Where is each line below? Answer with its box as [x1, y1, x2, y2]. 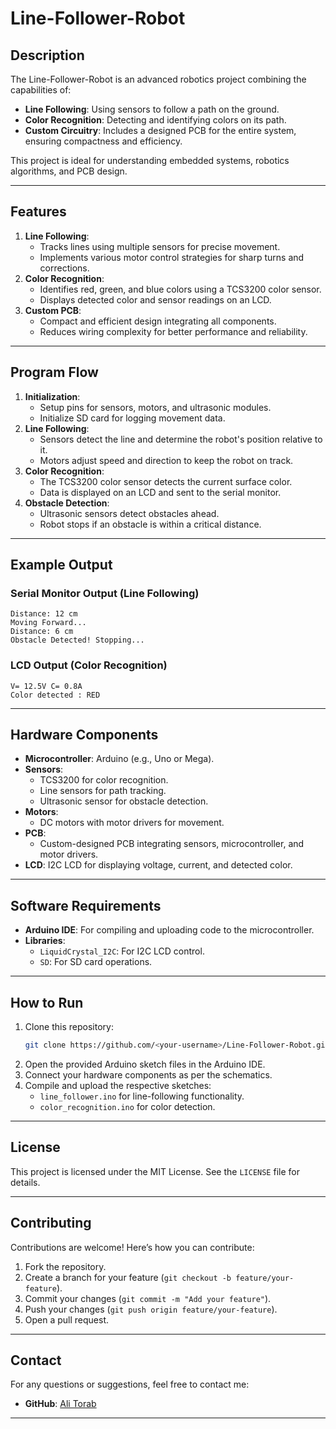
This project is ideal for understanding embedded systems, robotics [10, 155, 290, 166]
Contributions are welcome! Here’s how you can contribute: [10, 1241, 255, 1253]
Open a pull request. [24, 1313, 110, 1326]
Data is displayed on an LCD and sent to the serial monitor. [39, 486, 282, 498]
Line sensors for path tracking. [39, 785, 167, 797]
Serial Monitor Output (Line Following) [10, 586, 200, 600]
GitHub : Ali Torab [24, 1398, 97, 1410]
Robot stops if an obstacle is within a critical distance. [39, 518, 262, 530]
